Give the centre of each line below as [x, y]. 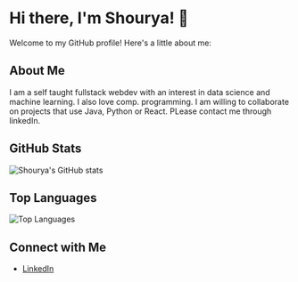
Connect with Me [58, 247]
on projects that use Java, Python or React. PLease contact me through [141, 111]
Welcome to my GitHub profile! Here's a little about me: [111, 43]
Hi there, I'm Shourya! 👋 [99, 18]
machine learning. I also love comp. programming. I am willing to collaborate [149, 101]
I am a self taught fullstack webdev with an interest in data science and [140, 92]
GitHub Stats [46, 149]
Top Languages [53, 198]
